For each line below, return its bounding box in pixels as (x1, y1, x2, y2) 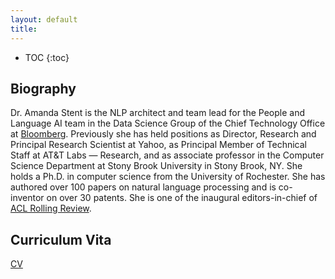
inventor (10, 192, 45, 204)
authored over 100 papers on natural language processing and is (10, 181, 277, 193)
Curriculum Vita (10, 231, 112, 248)
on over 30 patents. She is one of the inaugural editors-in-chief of (46, 192, 318, 204)
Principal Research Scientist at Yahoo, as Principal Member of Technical (10, 139, 307, 151)
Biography (10, 80, 77, 97)
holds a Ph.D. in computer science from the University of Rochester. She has (10, 171, 326, 183)
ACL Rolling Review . (10, 202, 92, 215)
